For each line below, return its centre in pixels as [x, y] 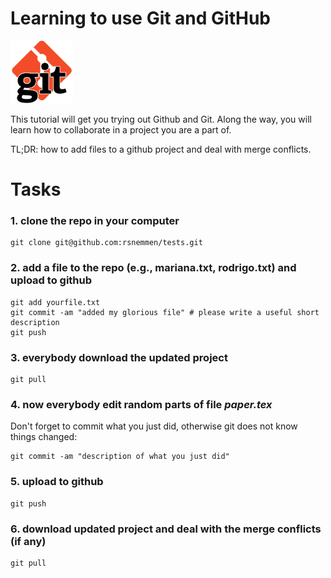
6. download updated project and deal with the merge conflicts [166, 529]
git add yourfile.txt [55, 302]
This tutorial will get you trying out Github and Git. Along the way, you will [161, 119]
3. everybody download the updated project [119, 357]
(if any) [28, 541]
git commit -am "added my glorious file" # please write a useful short [165, 312]
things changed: [44, 437]
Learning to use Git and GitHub [141, 18]
